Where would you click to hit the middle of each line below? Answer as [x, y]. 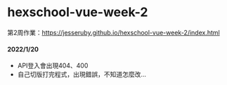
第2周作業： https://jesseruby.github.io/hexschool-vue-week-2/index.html [113, 32]
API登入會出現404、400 [53, 66]
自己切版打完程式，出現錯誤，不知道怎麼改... [82, 74]
